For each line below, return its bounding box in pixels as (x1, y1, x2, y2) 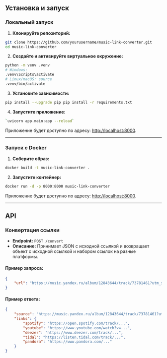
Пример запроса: (5, 265, 44, 271)
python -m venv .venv (5, 63, 50, 68)
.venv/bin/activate (5, 81, 46, 86)
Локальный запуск (5, 19, 54, 26)
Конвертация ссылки (5, 227, 60, 234)
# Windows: (5, 67, 28, 72)
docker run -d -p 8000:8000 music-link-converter (5, 183, 110, 189)
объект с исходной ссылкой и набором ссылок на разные (12, 248, 136, 254)
